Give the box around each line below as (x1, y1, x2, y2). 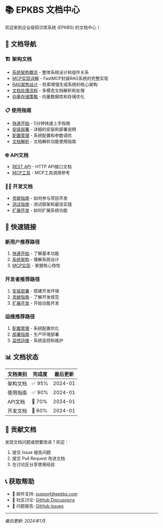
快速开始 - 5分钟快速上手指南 (12, 120, 70, 126)
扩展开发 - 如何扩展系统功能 (12, 207, 68, 213)
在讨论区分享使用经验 (12, 462, 55, 467)
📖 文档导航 (5, 40, 36, 49)
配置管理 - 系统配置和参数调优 (12, 132, 72, 138)
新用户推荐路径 (5, 238, 40, 245)
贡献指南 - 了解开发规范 (12, 294, 60, 300)
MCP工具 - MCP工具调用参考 (12, 170, 70, 176)
